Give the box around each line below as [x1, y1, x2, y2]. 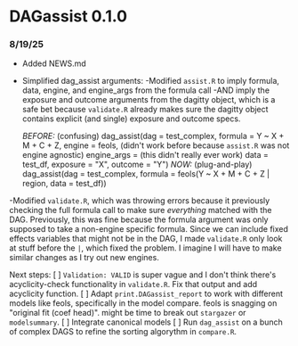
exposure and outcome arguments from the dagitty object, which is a [21, 95, 276, 105]
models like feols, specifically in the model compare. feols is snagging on [9, 298, 278, 309]
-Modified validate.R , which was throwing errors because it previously [9, 195, 270, 206]
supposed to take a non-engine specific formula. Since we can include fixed [9, 224, 289, 235]
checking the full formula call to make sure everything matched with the [9, 205, 272, 216]
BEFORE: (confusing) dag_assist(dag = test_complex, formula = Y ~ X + [21, 131, 285, 142]
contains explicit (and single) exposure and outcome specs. [21, 113, 241, 124]
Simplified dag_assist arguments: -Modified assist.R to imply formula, [21, 76, 280, 86]
